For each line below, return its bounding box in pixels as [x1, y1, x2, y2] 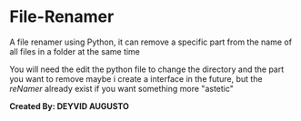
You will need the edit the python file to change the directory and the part [9, 64, 285, 75]
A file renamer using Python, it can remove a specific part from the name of [9, 36, 293, 47]
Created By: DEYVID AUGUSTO [9, 100, 130, 111]
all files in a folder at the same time [9, 45, 141, 56]
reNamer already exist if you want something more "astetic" [9, 83, 235, 94]
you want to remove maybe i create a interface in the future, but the [9, 73, 263, 84]
